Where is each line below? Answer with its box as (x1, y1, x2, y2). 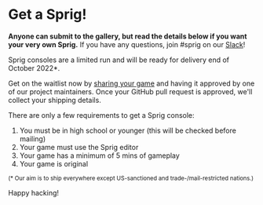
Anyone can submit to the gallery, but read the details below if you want (8, 31, 247, 41)
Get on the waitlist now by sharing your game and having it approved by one (8, 79, 255, 88)
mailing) (19, 134, 46, 143)
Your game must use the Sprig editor (19, 142, 139, 152)
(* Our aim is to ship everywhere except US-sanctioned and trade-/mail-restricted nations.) (8, 174, 254, 182)
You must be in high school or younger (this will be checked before (19, 126, 237, 135)
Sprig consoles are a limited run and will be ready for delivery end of (8, 55, 230, 64)
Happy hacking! (8, 188, 60, 197)
